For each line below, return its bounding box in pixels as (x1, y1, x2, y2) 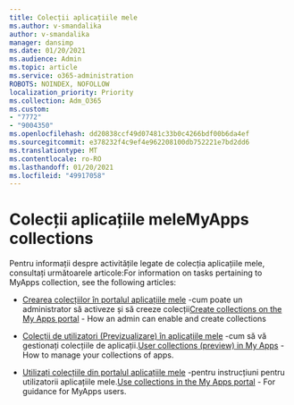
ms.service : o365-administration (9, 72, 134, 80)
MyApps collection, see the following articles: (9, 277, 177, 288)
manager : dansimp (9, 38, 74, 47)
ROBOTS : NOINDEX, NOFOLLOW (9, 80, 110, 89)
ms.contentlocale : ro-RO (9, 154, 102, 164)
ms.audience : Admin (9, 55, 82, 63)
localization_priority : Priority (9, 88, 134, 97)
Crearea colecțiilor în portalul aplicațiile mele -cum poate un (21, 294, 243, 305)
